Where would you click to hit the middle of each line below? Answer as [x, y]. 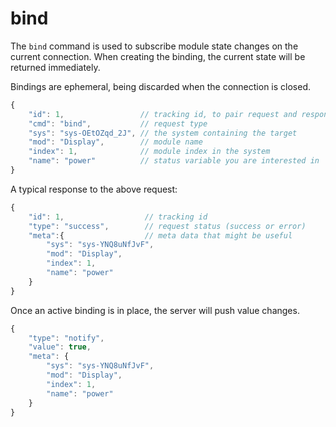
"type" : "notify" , [66, 338]
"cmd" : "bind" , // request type [118, 123]
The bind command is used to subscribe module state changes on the [154, 46]
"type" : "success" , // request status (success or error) [167, 226]
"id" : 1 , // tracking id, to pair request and [163, 114]
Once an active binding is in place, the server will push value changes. [155, 310]
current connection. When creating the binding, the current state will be [158, 56]
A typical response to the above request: [94, 189]
